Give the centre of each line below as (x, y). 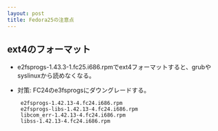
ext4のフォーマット (49, 49)
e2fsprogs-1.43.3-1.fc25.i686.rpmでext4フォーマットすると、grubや (114, 67)
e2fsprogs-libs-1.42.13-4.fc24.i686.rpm (79, 109)
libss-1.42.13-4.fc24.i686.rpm (65, 121)
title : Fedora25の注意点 (41, 20)
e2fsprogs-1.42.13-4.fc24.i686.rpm (71, 104)
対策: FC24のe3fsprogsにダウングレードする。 (83, 91)
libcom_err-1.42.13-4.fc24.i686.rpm (73, 115)
